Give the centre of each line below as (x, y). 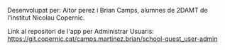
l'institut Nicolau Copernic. (46, 18)
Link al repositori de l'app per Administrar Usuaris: (81, 31)
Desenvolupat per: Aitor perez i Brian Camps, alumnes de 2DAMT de (108, 10)
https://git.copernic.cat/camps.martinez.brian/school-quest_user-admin (112, 39)
